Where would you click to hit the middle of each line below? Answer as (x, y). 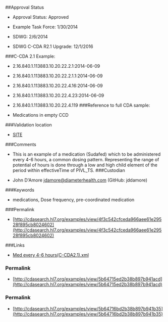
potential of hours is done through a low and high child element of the (85, 165)
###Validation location (29, 125)
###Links (15, 245)
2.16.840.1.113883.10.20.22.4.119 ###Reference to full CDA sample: (81, 105)
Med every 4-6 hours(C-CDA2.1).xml (51, 255)
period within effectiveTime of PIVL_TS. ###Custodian (69, 170)
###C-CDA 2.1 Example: (30, 56)
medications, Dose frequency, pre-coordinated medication (73, 200)
